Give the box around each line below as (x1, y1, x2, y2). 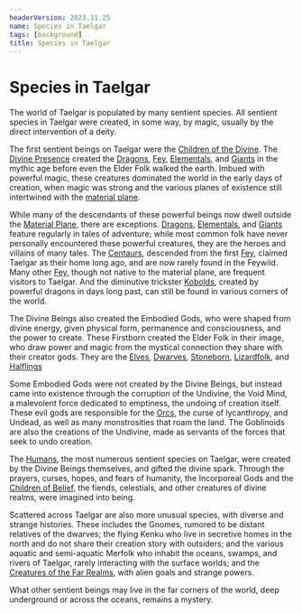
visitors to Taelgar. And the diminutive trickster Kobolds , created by (9, 276, 260, 287)
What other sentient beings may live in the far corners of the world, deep (9, 584, 279, 596)
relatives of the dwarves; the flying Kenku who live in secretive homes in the (9, 529, 293, 540)
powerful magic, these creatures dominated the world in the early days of (9, 172, 282, 183)
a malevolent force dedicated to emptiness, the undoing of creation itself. (9, 398, 281, 409)
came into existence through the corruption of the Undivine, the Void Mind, (9, 388, 288, 399)
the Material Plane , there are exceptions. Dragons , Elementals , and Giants (9, 219, 283, 230)
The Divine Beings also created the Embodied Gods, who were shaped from (9, 313, 291, 324)
